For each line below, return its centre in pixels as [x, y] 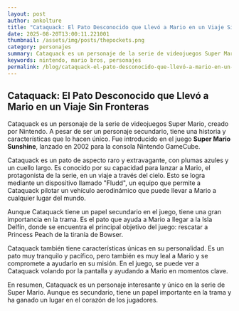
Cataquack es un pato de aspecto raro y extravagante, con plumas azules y [118, 160]
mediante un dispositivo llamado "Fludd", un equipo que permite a [104, 183]
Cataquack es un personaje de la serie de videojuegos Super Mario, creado [118, 124]
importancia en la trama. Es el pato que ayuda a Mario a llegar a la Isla [110, 220]
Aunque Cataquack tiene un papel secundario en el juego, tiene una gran [115, 212]
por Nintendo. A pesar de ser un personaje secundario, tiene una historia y [117, 132]
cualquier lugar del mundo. [47, 198]
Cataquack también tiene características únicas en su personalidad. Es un [116, 248]
